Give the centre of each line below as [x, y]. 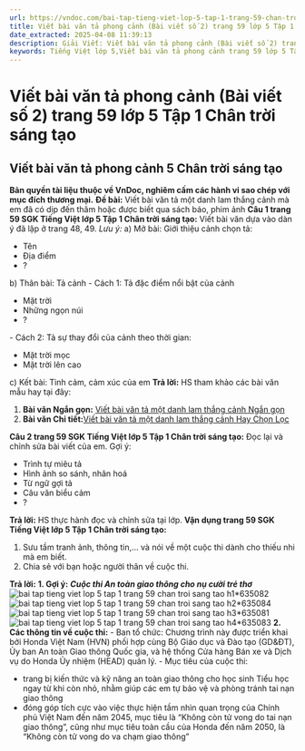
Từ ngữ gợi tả [47, 483]
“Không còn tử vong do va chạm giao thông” [106, 736]
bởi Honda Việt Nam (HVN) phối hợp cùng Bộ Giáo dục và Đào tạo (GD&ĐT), [152, 642]
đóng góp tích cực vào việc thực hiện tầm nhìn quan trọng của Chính [151, 707]
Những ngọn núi [53, 310]
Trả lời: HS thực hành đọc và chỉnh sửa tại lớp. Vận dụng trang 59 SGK [142, 520]
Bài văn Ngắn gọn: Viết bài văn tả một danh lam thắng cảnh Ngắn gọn [154, 410]
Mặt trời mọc [46, 356]
